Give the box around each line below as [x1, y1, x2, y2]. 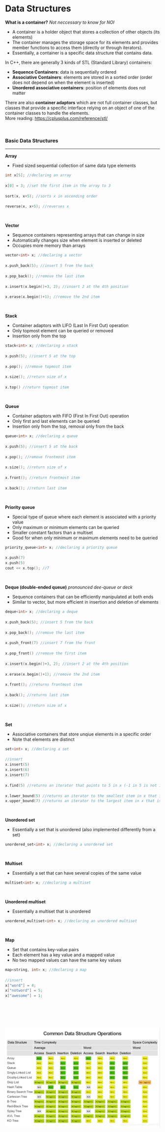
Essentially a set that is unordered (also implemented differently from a [12, 827, 156, 833]
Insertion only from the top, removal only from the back [12, 423, 124, 430]
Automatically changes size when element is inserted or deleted [12, 238, 142, 243]
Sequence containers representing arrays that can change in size [12, 232, 145, 238]
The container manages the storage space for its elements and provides [12, 39, 159, 45]
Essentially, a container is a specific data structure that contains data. [12, 50, 153, 56]
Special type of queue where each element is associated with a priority [12, 514, 156, 520]
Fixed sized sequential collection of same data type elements [12, 162, 136, 168]
